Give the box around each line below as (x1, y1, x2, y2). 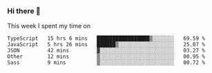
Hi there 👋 (7, 6, 41, 16)
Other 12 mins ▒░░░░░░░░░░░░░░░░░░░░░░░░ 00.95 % (7, 53, 206, 61)
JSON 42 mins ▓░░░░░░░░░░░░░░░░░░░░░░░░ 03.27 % (7, 48, 206, 54)
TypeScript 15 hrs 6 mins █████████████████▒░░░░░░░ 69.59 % (7, 35, 206, 42)
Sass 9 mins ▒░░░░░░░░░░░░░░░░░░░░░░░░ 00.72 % (7, 59, 206, 66)
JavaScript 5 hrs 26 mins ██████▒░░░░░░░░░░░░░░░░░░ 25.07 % (7, 41, 206, 48)
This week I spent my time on (7, 22, 91, 30)
